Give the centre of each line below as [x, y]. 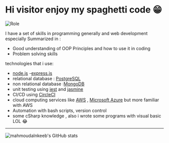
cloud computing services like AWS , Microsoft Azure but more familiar [86, 100]
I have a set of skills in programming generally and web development [76, 33]
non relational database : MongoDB [48, 84]
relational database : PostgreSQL [47, 78]
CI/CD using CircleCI [34, 94]
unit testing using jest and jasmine [48, 89]
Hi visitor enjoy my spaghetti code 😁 [84, 10]
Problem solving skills [35, 54]
